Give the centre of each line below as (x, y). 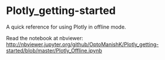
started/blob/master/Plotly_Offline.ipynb (54, 50)
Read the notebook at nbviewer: (45, 38)
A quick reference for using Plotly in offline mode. (66, 27)
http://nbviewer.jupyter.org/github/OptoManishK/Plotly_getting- (82, 44)
